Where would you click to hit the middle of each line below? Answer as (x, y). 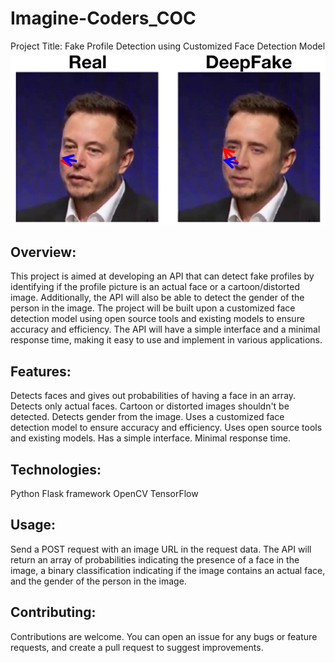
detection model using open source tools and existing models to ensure (157, 319)
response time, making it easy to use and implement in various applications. (166, 340)
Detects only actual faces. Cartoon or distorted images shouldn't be (150, 406)
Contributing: (53, 612)
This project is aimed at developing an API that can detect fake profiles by (162, 276)
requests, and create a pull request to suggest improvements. (137, 647)
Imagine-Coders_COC (103, 18)
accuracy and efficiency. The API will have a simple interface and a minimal (165, 329)
